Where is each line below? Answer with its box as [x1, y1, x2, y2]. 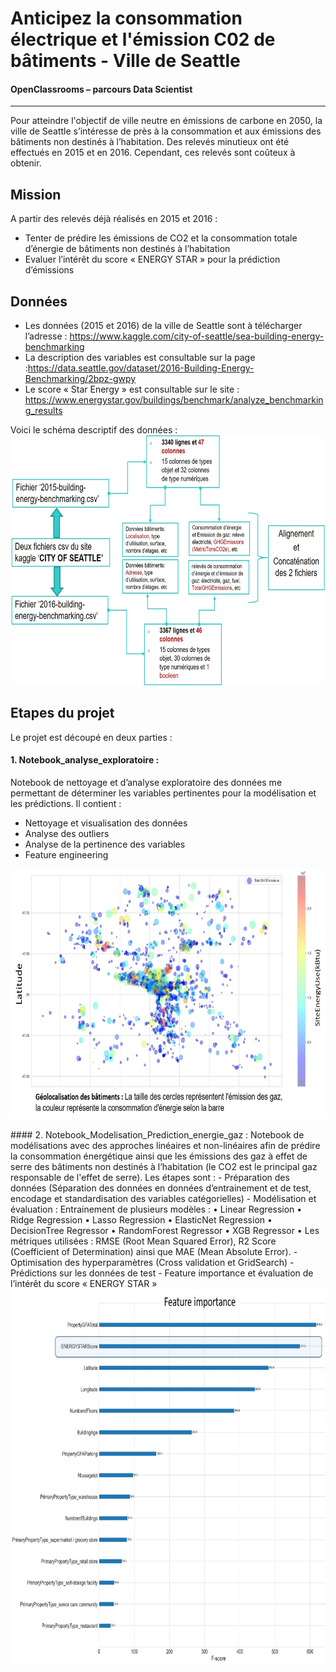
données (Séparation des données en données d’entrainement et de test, [10, 1182, 312, 1194]
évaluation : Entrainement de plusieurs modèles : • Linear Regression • [10, 1203, 303, 1216]
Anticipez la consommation [10, 7, 243, 30]
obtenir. [10, 157, 42, 169]
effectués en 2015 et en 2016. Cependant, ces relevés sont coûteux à [10, 147, 296, 159]
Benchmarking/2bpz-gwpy [24, 373, 137, 385]
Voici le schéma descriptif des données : [10, 424, 178, 436]
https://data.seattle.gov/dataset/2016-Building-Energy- [27, 362, 255, 374]
